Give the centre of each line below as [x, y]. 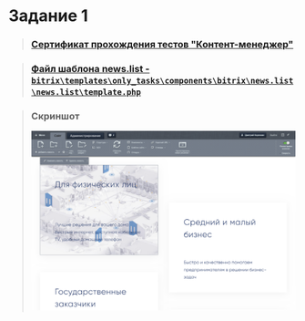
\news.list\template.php [86, 93]
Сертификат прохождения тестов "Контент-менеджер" [162, 45]
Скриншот [55, 116]
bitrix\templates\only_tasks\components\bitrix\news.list [162, 81]
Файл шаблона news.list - [90, 69]
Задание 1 [48, 16]
